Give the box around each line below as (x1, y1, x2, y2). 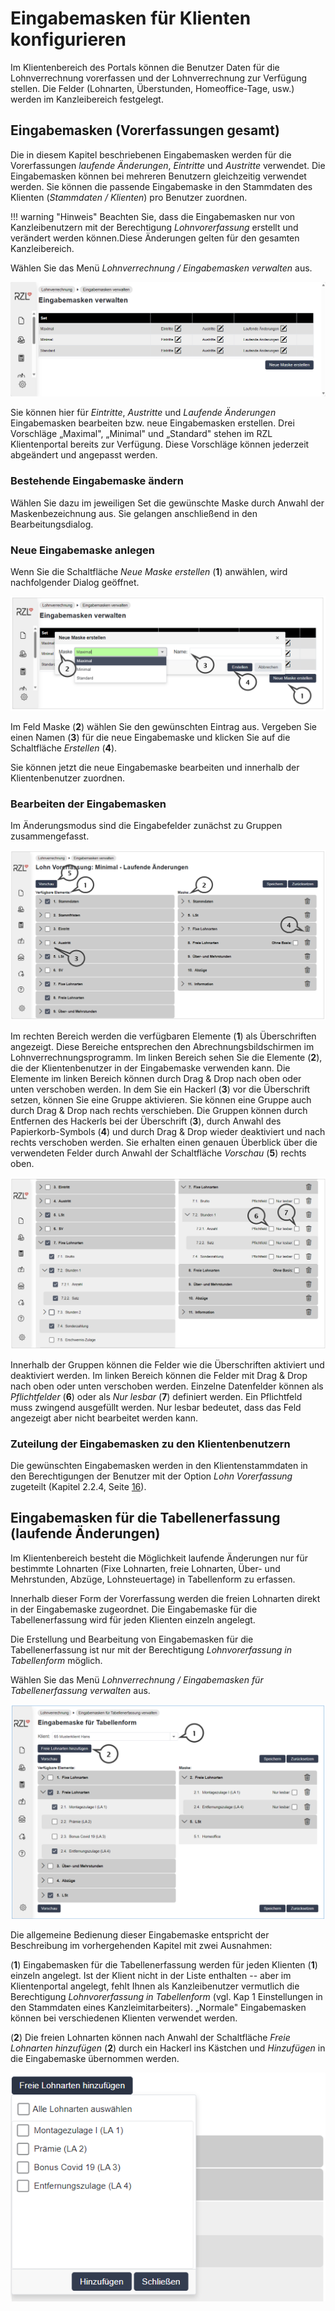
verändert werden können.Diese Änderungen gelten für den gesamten (10, 232, 300, 244)
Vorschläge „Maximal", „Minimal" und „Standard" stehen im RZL (10, 428, 273, 440)
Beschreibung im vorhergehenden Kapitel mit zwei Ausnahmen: (10, 1940, 273, 1952)
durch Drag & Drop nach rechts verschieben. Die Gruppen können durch (10, 1105, 308, 1117)
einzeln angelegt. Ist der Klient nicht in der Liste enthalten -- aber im (10, 1970, 292, 1982)
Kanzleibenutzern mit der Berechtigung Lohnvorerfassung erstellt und (10, 221, 299, 233)
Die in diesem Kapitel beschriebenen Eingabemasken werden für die (10, 148, 292, 161)
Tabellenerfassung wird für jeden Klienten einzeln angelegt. (10, 1613, 256, 1626)
